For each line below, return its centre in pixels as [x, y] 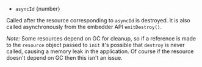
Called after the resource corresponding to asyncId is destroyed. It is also [98, 20]
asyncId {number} [38, 9]
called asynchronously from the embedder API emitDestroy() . [84, 27]
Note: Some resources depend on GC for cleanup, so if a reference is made [101, 38]
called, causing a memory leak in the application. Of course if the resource [100, 51]
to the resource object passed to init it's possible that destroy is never [96, 45]
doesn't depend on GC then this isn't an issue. [65, 58]
